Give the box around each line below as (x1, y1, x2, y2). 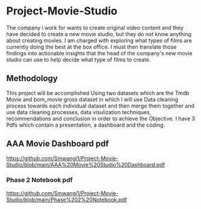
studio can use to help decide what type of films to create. (6, 56, 151, 63)
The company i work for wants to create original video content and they (6, 24, 184, 31)
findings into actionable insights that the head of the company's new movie (6, 49, 193, 56)
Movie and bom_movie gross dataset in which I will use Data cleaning (6, 95, 179, 103)
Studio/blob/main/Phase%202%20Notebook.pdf (6, 196, 128, 203)
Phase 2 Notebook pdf (6, 176, 73, 184)
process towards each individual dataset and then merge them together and (6, 102, 194, 109)
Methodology (6, 73, 58, 83)
